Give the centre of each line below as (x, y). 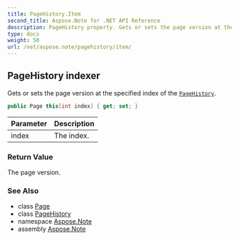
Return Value (30, 157)
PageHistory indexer (54, 76)
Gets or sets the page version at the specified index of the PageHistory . (112, 93)
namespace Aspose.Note (55, 221)
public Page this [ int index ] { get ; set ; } (73, 106)
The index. (71, 135)
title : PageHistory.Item (44, 14)
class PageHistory (44, 214)
